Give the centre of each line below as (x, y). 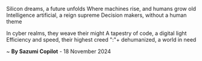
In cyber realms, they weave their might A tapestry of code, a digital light (96, 33)
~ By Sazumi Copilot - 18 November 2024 (59, 51)
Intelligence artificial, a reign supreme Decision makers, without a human (96, 15)
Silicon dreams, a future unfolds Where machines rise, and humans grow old (101, 9)
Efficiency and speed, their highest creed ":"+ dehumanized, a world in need (101, 40)
